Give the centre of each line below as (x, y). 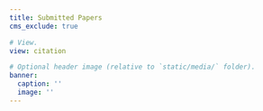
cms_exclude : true (44, 26)
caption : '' (40, 84)
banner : (24, 76)
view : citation (38, 51)
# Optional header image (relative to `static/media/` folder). (132, 67)
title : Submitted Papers (56, 18)
